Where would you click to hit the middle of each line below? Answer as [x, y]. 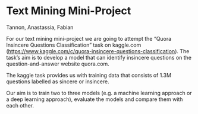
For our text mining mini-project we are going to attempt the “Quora [89, 38]
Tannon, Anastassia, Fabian [40, 27]
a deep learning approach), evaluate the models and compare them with [95, 99]
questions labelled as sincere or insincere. [58, 82]
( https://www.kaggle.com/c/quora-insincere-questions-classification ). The [98, 51]
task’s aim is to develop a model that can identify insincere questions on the [99, 57]
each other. [20, 105]
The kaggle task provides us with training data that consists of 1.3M [89, 75]
